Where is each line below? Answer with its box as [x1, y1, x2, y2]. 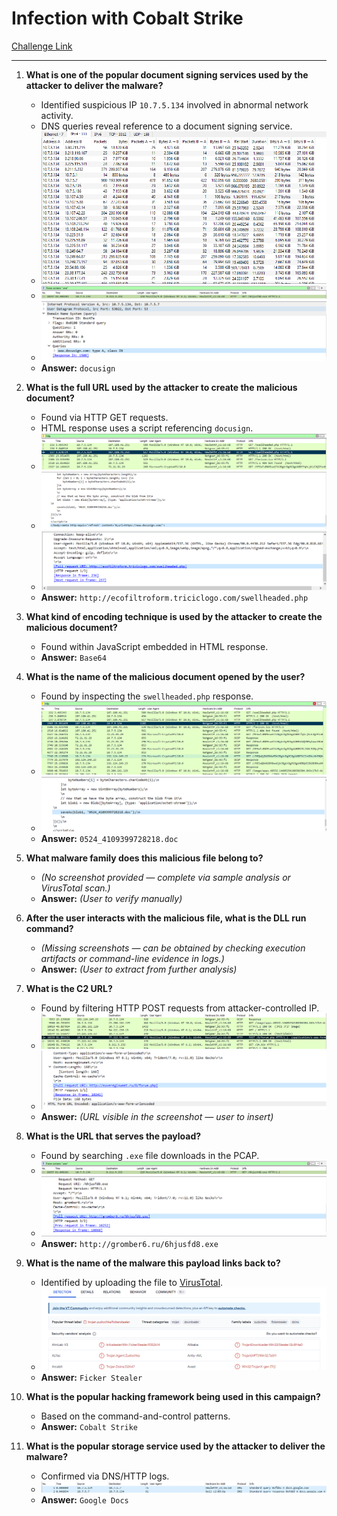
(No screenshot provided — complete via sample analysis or [40, 871, 291, 883]
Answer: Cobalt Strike [40, 1421, 139, 1433]
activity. [40, 109, 74, 121]
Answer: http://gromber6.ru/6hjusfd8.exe [40, 1237, 219, 1249]
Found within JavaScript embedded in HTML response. [40, 641, 269, 653]
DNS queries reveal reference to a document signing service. [40, 120, 293, 132]
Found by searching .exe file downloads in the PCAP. [40, 1150, 260, 1162]
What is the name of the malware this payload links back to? [25, 1257, 281, 1269]
